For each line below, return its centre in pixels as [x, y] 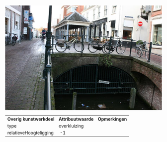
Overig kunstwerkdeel [31, 119]
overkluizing [71, 126]
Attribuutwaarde [76, 119]
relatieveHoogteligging [30, 133]
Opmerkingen [112, 119]
